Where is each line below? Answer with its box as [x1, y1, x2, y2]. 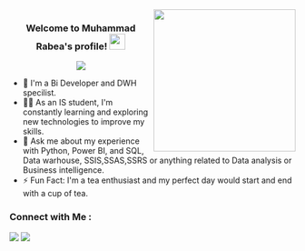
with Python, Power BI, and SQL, [22, 146, 144, 156]
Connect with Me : [9, 211, 93, 224]
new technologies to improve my [22, 116, 145, 127]
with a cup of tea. [22, 188, 89, 199]
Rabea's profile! [35, 40, 108, 53]
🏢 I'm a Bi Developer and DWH [22, 77, 137, 89]
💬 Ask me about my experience [22, 136, 141, 146]
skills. [22, 126, 44, 137]
